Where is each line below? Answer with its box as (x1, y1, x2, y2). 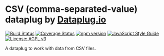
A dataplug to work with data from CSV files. (5, 45, 96, 51)
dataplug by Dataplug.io (5, 14, 107, 25)
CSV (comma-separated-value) (5, 3, 138, 15)
